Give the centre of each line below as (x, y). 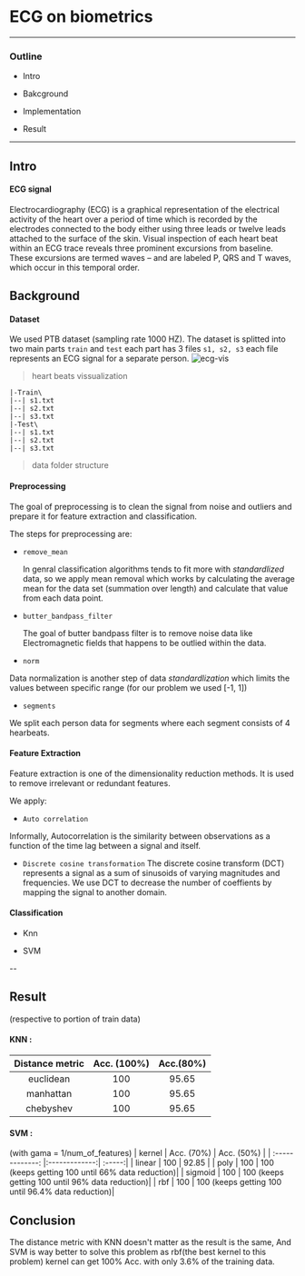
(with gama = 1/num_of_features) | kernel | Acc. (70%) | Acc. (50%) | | (140, 1153)
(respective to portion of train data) (75, 1019)
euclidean (49, 1079)
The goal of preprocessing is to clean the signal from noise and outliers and (151, 506)
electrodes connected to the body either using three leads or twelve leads (148, 228)
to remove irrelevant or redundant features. (90, 783)
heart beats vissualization (79, 376)
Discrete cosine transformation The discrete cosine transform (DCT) (153, 863)
